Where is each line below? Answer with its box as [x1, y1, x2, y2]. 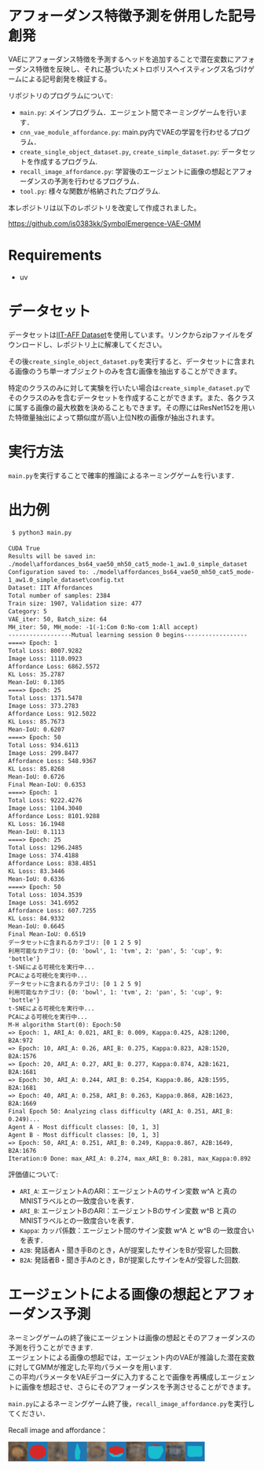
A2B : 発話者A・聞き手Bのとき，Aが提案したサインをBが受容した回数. [19, 1245, 241, 1254]
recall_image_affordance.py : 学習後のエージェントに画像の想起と [19, 166, 233, 176]
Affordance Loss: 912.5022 [8, 709, 97, 717]
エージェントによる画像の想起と [8, 1285, 214, 1303]
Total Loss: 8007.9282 [8, 646, 82, 654]
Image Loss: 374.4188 [8, 851, 79, 859]
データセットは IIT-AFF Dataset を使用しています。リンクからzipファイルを [8, 330, 247, 339]
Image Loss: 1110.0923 [8, 654, 82, 662]
